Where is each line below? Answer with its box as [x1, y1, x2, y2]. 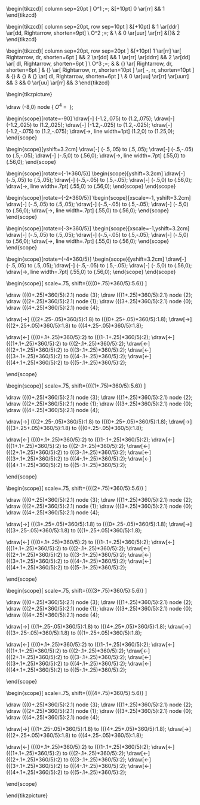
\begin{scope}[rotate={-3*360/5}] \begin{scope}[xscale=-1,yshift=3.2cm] [6, 224, 190, 232]
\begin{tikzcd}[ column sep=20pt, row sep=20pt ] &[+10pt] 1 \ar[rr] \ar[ [6, 47, 181, 54]
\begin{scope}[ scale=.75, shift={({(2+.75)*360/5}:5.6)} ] [6, 484, 147, 492]
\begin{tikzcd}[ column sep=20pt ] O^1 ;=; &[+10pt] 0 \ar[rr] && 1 [6, 5, 165, 12]
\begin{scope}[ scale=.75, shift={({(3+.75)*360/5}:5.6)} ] [6, 587, 147, 594]
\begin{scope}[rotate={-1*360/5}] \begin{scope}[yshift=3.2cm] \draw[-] [6, 170, 185, 177]
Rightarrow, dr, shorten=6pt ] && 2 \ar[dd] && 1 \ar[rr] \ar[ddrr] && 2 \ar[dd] [6, 54, 190, 60]
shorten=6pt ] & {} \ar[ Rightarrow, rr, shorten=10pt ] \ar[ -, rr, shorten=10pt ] [6, 66, 195, 74]
